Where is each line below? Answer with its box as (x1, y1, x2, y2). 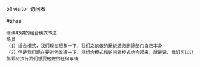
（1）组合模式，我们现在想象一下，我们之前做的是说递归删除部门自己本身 (6, 43, 162, 49)
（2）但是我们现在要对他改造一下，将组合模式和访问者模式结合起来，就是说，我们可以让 (6, 49, 194, 56)
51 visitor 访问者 (6, 5, 47, 12)
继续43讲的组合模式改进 (6, 30, 58, 36)
